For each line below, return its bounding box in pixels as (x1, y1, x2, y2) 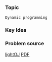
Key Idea (5, 27, 27, 34)
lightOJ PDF (5, 51, 30, 57)
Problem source (5, 40, 45, 47)
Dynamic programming (5, 15, 48, 20)
